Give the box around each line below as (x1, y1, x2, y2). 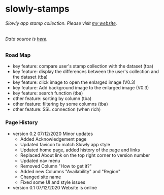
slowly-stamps (5, 3, 70, 15)
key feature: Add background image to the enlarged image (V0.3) (12, 85, 149, 91)
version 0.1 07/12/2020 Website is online (12, 184, 97, 190)
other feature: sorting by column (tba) (12, 95, 92, 102)
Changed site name (20, 174, 61, 180)
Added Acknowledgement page (20, 136, 87, 142)
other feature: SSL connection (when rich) (12, 106, 101, 112)
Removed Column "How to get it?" (20, 163, 92, 169)
